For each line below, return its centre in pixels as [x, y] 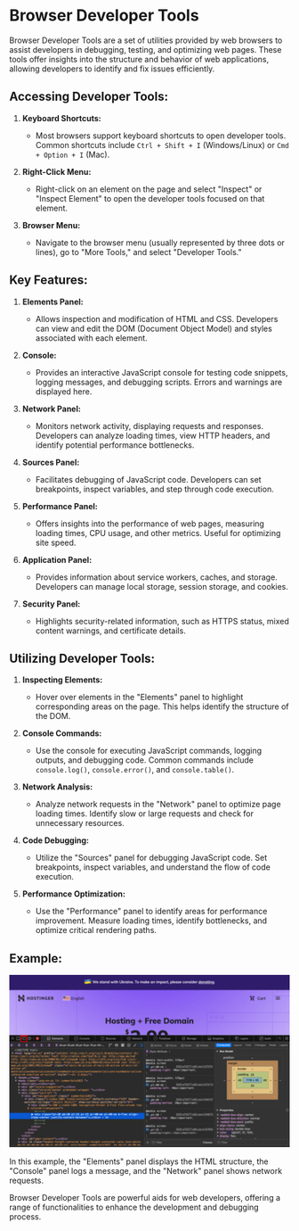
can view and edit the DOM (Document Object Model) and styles [154, 328]
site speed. [56, 542]
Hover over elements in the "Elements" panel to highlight [139, 698]
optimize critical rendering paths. [96, 930]
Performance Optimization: [74, 894]
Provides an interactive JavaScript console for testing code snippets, [162, 372]
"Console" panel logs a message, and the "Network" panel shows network [146, 1170]
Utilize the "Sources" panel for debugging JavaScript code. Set [151, 858]
